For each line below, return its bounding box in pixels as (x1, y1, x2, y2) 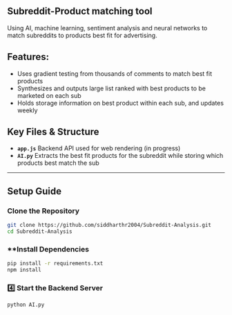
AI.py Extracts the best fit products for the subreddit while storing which (17, 152, 224, 160)
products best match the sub (17, 159, 100, 167)
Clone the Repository (7, 206, 80, 216)
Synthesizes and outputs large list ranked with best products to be (17, 84, 206, 92)
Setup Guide (7, 185, 62, 197)
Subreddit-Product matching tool (7, 6, 153, 17)
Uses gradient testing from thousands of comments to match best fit (17, 69, 213, 78)
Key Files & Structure (7, 126, 99, 138)
